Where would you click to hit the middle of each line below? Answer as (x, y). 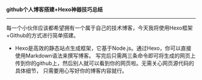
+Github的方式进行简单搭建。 (43, 35)
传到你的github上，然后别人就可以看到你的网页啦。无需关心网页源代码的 (104, 63)
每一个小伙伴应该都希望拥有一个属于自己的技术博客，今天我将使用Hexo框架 (99, 28)
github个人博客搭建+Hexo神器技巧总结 (55, 9)
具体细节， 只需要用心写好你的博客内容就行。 (71, 71)
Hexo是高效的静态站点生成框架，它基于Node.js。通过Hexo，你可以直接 (103, 48)
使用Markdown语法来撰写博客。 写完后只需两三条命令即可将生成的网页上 (105, 56)
